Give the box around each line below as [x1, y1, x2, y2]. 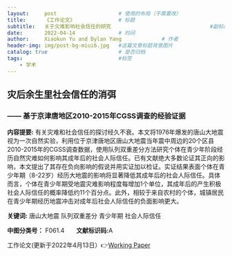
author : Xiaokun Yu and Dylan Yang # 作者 [7, 36, 179, 43]
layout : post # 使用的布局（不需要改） [7, 10, 182, 17]
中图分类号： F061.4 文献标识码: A [7, 226, 113, 235]
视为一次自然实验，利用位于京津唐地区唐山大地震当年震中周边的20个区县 [7, 137, 215, 145]
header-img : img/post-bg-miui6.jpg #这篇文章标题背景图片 [7, 42, 173, 49]
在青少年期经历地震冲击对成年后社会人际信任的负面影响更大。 [7, 197, 183, 206]
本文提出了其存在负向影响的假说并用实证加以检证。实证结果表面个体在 [19, 163, 219, 171]
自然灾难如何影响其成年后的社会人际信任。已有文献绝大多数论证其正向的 [12, 154, 219, 162]
